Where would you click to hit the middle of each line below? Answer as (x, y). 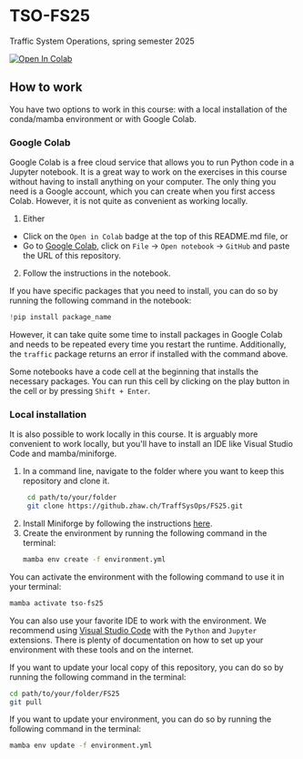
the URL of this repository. (71, 256)
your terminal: (35, 586)
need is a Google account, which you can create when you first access (142, 191)
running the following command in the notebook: (101, 300)
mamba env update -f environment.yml (81, 746)
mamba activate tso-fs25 (56, 603)
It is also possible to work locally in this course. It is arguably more (134, 434)
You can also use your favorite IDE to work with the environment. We (138, 621)
